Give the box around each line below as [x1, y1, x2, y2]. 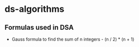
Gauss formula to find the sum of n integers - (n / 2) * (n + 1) [11, 36, 135, 42]
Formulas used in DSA [4, 23, 74, 32]
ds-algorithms [4, 3, 65, 15]
